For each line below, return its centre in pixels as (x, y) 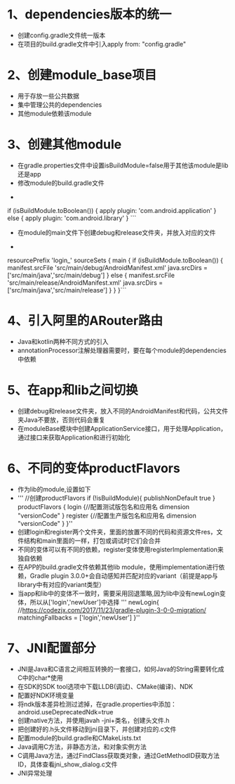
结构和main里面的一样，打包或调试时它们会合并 (92, 540)
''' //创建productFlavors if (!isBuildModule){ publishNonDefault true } (116, 498)
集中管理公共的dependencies (60, 104)
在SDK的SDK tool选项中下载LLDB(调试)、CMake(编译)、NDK (105, 686)
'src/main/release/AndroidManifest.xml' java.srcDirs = (85, 283)
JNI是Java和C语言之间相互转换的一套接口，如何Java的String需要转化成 (121, 669)
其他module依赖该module (54, 113)
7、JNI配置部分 (52, 648)
